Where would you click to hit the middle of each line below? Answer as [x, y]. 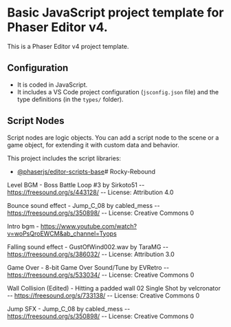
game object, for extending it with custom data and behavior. [93, 145]
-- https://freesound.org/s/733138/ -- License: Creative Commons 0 [103, 295]
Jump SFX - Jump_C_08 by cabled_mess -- [69, 308]
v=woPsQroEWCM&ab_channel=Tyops [62, 233]
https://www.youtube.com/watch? [89, 226]
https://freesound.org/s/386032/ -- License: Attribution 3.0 [91, 254]
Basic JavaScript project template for [115, 13]
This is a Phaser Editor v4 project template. [68, 46]
